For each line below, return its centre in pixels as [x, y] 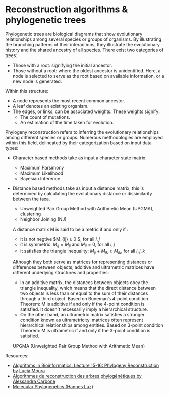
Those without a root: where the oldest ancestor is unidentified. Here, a [87, 70]
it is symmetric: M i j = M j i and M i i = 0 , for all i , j [67, 245]
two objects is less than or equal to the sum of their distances [84, 293]
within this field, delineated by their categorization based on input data [79, 143]
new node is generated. [37, 81]
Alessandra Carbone [34, 381]
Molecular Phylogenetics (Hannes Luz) [53, 386]
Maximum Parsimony [42, 167]
